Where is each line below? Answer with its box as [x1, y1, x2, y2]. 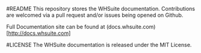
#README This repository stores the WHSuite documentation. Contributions [6, 5, 196, 12]
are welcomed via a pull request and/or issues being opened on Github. [6, 11, 184, 19]
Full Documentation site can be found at [6, 23, 105, 30]
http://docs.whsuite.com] [8, 30, 71, 37]
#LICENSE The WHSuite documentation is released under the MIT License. [6, 42, 192, 48]
